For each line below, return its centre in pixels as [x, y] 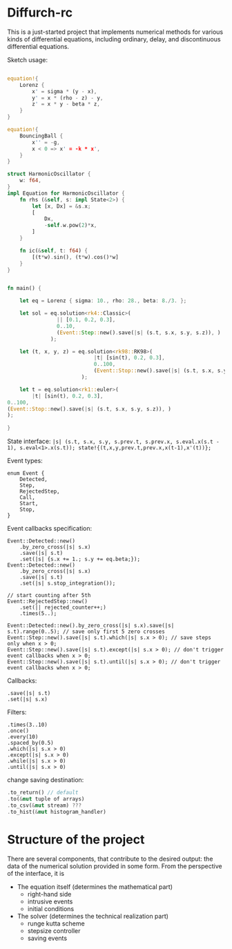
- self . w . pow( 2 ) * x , [70, 226]
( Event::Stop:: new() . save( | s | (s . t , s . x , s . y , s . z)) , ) [89, 409]
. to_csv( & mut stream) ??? [44, 805]
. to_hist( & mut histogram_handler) [57, 812]
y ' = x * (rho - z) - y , [68, 98]
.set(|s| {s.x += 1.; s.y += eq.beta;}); [80, 559]
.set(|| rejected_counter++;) [63, 608]
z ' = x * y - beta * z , [66, 104]
